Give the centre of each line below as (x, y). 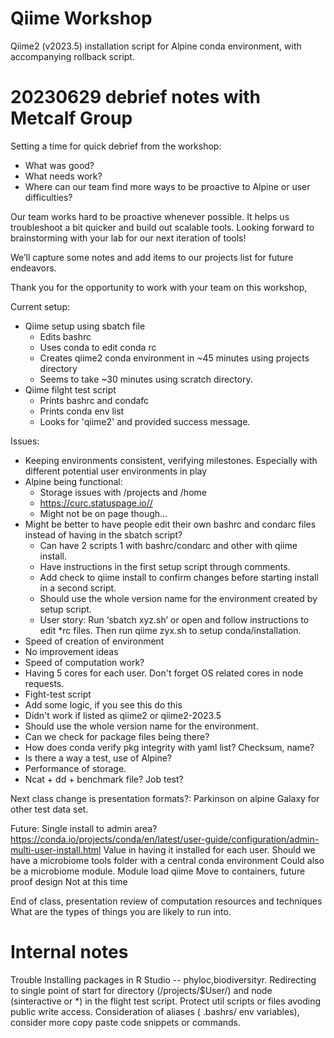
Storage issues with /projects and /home (123, 492)
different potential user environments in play (116, 471)
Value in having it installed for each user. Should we (209, 849)
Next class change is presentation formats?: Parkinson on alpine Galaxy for (165, 798)
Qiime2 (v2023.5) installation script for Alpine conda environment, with (156, 46)
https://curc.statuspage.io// (96, 503)
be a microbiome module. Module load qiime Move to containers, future (158, 871)
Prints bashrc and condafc (94, 400)
